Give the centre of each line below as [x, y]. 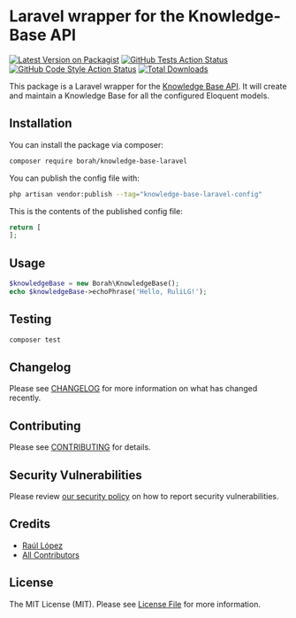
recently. [25, 398]
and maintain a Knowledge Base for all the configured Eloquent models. [139, 96]
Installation [41, 124]
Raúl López [42, 545]
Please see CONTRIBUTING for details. [80, 447]
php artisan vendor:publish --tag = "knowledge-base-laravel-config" [136, 194]
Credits [30, 524]
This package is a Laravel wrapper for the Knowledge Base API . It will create [148, 86]
